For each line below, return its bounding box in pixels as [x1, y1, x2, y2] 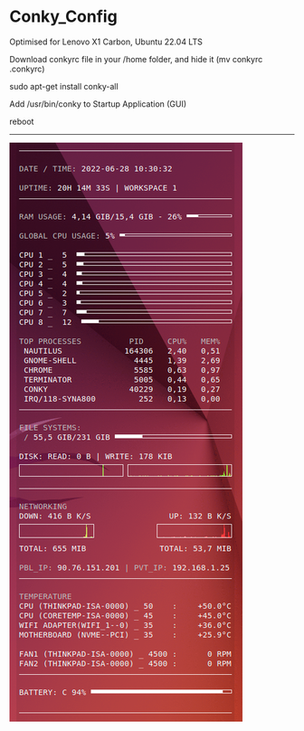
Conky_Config [9, 6, 118, 27]
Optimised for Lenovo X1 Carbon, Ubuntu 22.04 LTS [9, 36, 204, 47]
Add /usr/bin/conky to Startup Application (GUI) [9, 98, 187, 109]
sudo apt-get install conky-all [9, 81, 119, 91]
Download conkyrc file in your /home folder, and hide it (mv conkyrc [9, 53, 263, 64]
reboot [9, 116, 34, 127]
